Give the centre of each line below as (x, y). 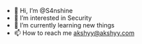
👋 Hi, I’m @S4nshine (43, 11)
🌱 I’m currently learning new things (64, 25)
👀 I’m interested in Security (53, 18)
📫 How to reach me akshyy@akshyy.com (74, 33)
